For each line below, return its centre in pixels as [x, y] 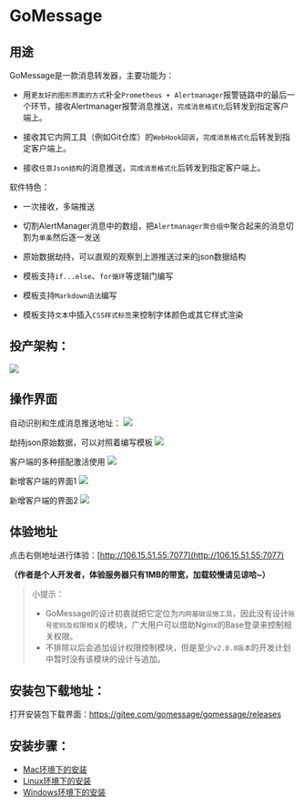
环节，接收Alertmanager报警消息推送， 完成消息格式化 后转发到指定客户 [160, 106]
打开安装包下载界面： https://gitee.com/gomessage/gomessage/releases [146, 714]
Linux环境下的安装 [57, 781]
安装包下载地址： [57, 691]
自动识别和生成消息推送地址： [65, 423]
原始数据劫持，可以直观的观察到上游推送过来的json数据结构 [134, 257]
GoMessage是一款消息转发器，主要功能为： [92, 75]
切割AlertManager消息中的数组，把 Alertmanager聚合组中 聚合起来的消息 [154, 226]
